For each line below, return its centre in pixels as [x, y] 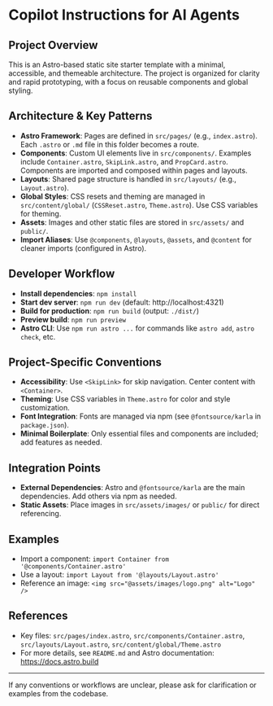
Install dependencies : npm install [78, 293]
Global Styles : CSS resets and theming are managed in [113, 196]
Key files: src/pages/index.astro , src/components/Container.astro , [132, 635]
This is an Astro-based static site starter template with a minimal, [117, 64]
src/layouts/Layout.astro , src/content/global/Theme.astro [121, 644]
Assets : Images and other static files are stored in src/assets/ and [132, 222]
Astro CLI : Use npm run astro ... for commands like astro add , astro [137, 328]
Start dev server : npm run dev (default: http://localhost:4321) [122, 302]
